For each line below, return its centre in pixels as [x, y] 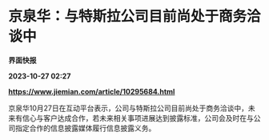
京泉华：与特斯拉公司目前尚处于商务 [128, 16]
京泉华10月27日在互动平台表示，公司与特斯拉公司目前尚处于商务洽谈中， [128, 108]
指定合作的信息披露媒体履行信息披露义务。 [85, 128]
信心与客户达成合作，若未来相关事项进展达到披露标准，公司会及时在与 [138, 118]
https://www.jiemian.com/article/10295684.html [92, 91]
